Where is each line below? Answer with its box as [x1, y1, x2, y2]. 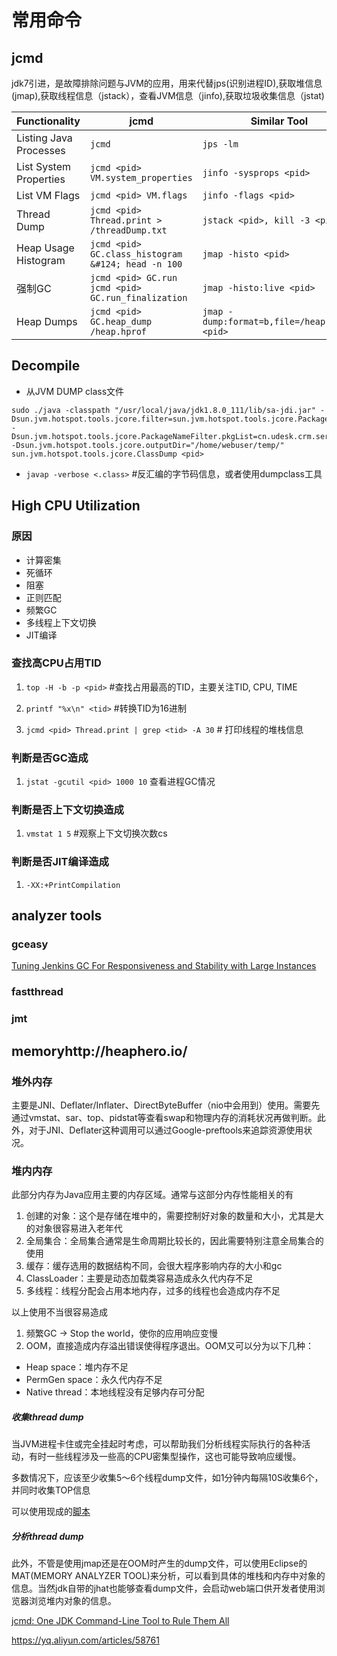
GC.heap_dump [89, 316, 153, 327]
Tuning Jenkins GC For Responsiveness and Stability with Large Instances [11, 960, 317, 972]
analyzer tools [11, 907, 103, 925]
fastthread [11, 985, 64, 999]
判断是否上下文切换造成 [11, 803, 124, 817]
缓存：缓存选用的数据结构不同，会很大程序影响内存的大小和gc [25, 1260, 283, 1272]
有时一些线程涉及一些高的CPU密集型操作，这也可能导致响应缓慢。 [28, 1451, 302, 1463]
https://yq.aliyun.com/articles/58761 [11, 1634, 160, 1646]
